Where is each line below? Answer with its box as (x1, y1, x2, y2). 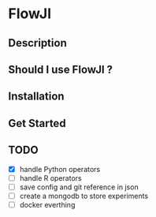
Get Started (8, 116, 66, 130)
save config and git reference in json (19, 182, 139, 192)
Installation (8, 90, 65, 103)
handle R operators (19, 173, 82, 182)
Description (8, 36, 67, 50)
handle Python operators (19, 164, 101, 174)
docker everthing (19, 200, 76, 209)
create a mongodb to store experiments (19, 191, 149, 200)
